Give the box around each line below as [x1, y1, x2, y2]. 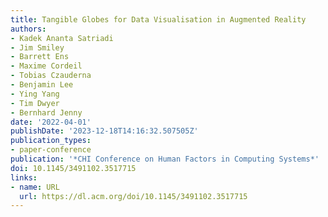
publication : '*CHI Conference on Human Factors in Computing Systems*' [10, 154, 320, 164]
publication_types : [10, 136, 92, 146]
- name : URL [10, 182, 60, 192]
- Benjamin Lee [10, 80, 74, 90]
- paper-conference [10, 145, 92, 155]
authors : [10, 24, 47, 34]
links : [10, 172, 38, 183]
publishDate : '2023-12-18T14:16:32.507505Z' [10, 126, 199, 136]
